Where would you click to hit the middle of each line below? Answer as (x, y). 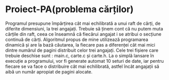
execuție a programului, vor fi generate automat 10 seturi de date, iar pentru (84, 61)
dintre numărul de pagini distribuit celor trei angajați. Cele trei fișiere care (82, 50)
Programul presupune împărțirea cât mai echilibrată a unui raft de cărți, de (83, 23)
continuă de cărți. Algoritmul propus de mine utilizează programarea (77, 39)
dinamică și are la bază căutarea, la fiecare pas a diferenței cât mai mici (80, 45)
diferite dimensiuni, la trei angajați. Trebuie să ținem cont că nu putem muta (84, 28)
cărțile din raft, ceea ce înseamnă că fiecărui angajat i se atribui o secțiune (83, 34)
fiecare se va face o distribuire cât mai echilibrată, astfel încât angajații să (82, 66)
